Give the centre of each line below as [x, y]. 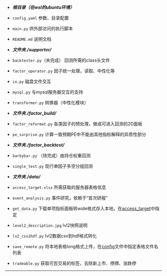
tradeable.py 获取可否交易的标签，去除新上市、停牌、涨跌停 [74, 263]
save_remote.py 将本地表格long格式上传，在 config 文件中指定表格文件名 [85, 246]
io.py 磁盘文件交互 [32, 81]
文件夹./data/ [26, 177]
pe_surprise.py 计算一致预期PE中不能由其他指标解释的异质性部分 [79, 134]
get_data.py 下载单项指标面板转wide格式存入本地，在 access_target [82, 208]
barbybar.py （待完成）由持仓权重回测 [51, 155]
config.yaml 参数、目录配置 [41, 18]
